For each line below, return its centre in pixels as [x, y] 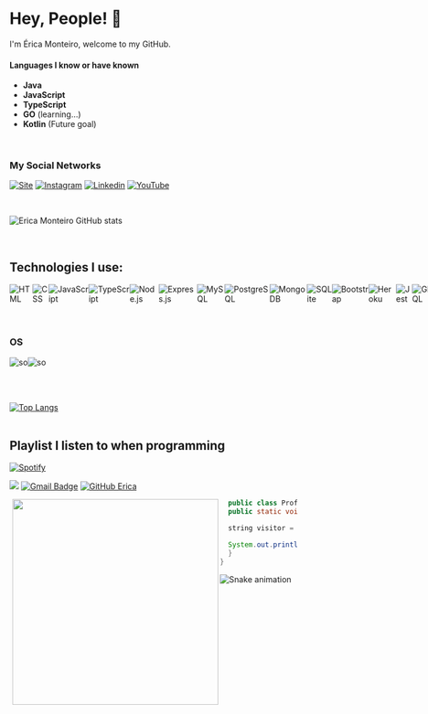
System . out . [251, 544]
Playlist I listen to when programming [118, 446]
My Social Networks [55, 165]
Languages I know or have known [75, 65]
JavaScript [44, 95]
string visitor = [261, 528]
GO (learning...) [52, 114]
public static [255, 512]
